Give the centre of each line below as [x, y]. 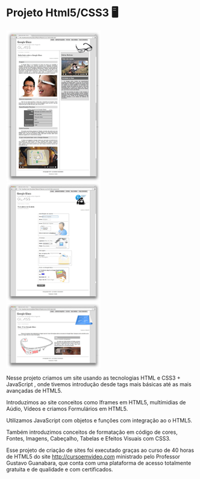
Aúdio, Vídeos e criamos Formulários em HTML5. [67, 409]
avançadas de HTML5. [34, 391]
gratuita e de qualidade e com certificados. [60, 469]
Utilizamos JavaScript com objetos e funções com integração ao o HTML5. [99, 421]
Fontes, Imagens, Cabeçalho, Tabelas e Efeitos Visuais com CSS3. [89, 439]
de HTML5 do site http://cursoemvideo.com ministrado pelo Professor [93, 457]
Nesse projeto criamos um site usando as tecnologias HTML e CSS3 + [93, 378]
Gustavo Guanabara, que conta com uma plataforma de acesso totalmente [99, 463]
